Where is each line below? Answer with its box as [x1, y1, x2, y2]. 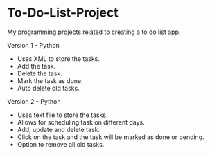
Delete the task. [17, 69, 62, 77]
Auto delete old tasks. [17, 84, 80, 92]
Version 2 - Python [7, 97, 61, 105]
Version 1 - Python [7, 41, 60, 49]
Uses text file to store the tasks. [17, 111, 108, 119]
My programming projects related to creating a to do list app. [7, 28, 181, 36]
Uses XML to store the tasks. [17, 54, 100, 63]
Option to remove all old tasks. [17, 140, 105, 148]
